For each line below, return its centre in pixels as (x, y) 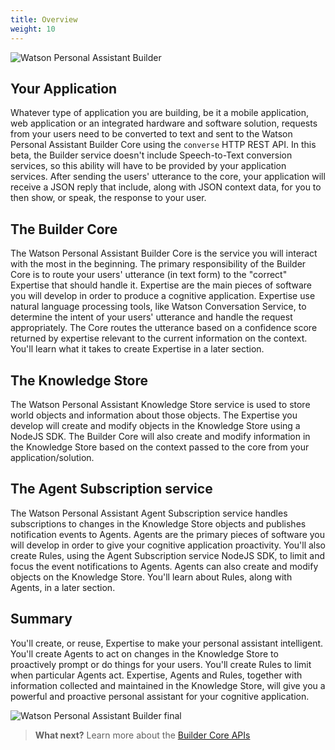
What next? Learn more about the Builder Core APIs (142, 735)
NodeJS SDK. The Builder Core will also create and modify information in (160, 436)
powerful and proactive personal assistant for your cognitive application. (160, 696)
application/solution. (52, 457)
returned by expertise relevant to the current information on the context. (159, 338)
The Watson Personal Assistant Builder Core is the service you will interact (164, 253)
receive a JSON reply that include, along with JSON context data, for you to (166, 187)
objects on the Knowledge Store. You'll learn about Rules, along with (151, 577)
